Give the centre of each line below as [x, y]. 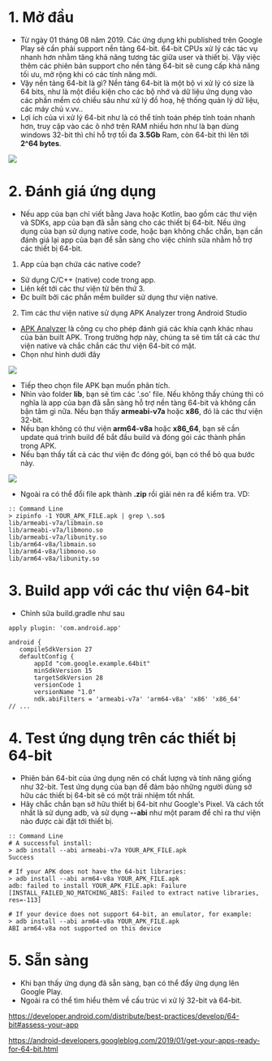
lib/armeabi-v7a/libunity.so [58, 537]
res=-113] [25, 900]
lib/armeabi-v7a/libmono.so [56, 530]
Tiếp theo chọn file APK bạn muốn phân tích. [95, 385]
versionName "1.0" [65, 692]
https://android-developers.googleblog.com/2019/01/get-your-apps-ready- [134, 1040]
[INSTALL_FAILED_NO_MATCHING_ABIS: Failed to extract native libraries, [134, 893]
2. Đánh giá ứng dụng [82, 192]
